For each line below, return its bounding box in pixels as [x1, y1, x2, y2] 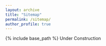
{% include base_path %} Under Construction [5, 35, 101, 41]
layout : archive [5, 7, 40, 13]
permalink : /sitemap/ [5, 17, 51, 22]
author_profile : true [5, 21, 51, 27]
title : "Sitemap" [5, 12, 42, 17]
